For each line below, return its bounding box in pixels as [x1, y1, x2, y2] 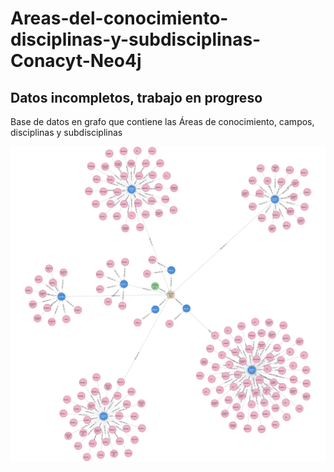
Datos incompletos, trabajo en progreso [10, 89, 263, 106]
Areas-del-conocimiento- [10, 7, 229, 30]
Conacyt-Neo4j [10, 50, 142, 72]
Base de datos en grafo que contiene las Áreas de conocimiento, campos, [10, 116, 315, 127]
